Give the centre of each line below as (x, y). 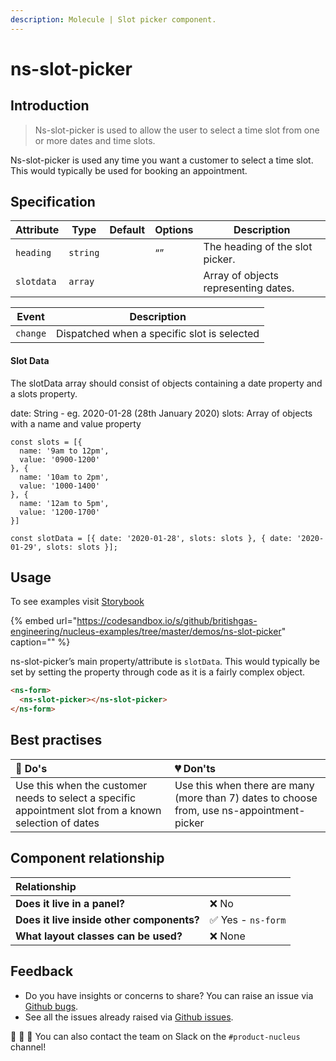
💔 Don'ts (195, 768)
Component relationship (87, 858)
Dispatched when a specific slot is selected (158, 334)
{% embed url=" (44, 621)
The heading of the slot (258, 247)
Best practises (56, 740)
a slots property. (44, 393)
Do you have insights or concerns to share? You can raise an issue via (169, 995)
